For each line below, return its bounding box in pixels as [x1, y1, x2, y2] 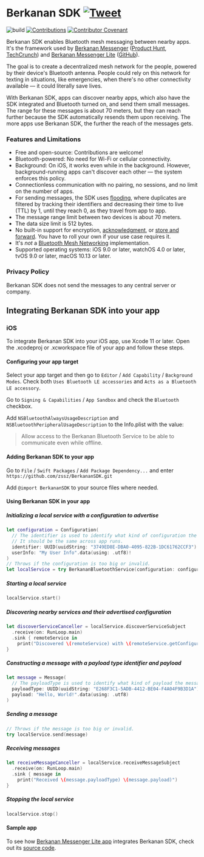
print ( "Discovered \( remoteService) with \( [17, 640, 132, 646]
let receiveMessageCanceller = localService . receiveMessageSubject [6, 760, 181, 766]
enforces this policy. [15, 175, 66, 182]
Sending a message [6, 710, 58, 718]
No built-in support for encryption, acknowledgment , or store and [15, 226, 179, 234]
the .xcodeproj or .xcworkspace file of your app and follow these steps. [6, 344, 185, 351]
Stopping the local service [6, 796, 74, 803]
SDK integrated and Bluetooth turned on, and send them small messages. [6, 100, 190, 108]
